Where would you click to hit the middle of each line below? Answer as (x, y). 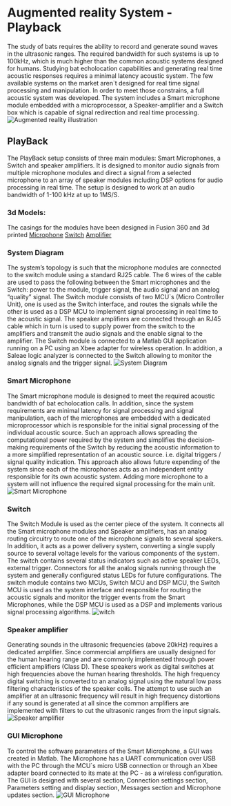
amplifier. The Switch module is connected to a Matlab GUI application (107, 341)
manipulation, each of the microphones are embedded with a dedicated (109, 418)
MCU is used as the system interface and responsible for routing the (104, 590)
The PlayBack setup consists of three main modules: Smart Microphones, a (114, 158)
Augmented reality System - (90, 13)
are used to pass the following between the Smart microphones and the (109, 282)
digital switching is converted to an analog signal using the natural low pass (114, 681)
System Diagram (36, 252)
